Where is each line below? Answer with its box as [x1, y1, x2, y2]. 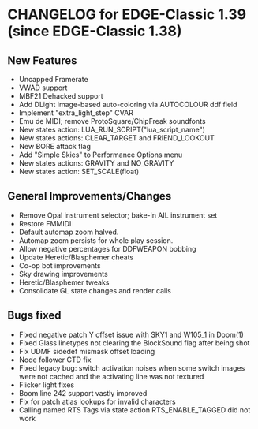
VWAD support [18, 83, 68, 92]
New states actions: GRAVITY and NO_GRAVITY [18, 159, 174, 167]
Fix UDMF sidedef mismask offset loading [18, 346, 155, 356]
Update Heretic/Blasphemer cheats [18, 252, 134, 262]
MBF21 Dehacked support [18, 91, 103, 100]
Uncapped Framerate [18, 75, 88, 84]
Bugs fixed [7, 309, 62, 323]
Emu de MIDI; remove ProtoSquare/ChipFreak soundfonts [18, 117, 206, 125]
